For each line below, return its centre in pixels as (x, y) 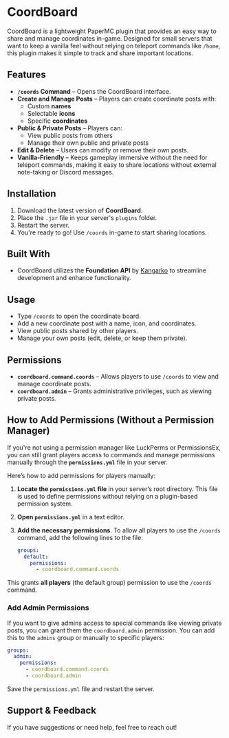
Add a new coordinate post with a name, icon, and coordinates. (107, 323)
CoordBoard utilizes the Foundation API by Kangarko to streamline (111, 270)
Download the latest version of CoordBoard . (80, 210)
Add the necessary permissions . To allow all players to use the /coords (119, 530)
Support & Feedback (52, 711)
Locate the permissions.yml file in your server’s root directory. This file (117, 489)
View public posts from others (70, 135)
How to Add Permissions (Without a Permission (111, 420)
